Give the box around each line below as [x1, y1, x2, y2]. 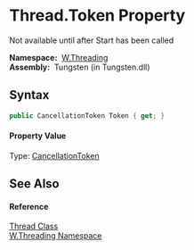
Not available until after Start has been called [9, 35, 174, 46]
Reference [9, 201, 49, 212]
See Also [9, 176, 60, 192]
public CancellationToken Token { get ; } [9, 111, 166, 121]
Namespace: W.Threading [9, 52, 109, 62]
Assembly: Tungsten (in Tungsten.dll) [9, 62, 150, 72]
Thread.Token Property [9, 5, 186, 26]
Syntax [9, 87, 50, 103]
